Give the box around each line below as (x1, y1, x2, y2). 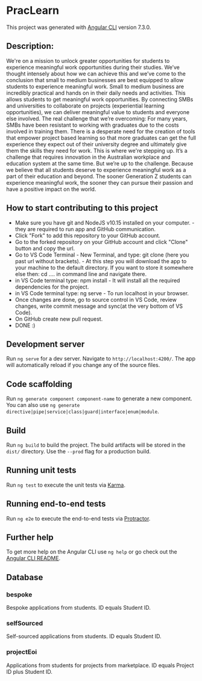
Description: (6, 41, 54, 51)
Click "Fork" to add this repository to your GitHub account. (14, 232, 161, 239)
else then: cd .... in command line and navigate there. (14, 270, 147, 278)
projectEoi (6, 648, 37, 656)
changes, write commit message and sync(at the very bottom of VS (14, 302, 183, 310)
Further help (6, 532, 54, 543)
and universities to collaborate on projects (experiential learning (6, 102, 165, 109)
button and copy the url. (14, 245, 75, 252)
